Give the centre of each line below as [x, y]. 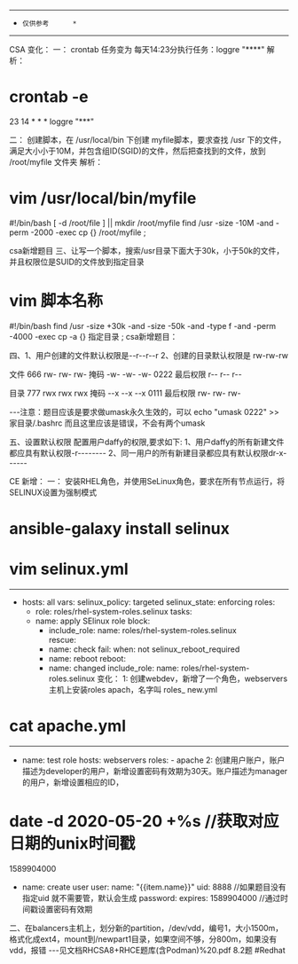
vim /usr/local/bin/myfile [103, 198]
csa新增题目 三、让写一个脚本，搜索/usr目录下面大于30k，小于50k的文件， [147, 250]
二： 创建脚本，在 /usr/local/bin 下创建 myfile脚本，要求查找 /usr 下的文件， [148, 139]
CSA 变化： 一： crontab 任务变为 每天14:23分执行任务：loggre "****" [137, 49]
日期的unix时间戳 [72, 844]
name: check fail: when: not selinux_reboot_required [144, 649]
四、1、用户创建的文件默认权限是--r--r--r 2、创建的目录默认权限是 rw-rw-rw [149, 355]
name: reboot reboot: [87, 658]
